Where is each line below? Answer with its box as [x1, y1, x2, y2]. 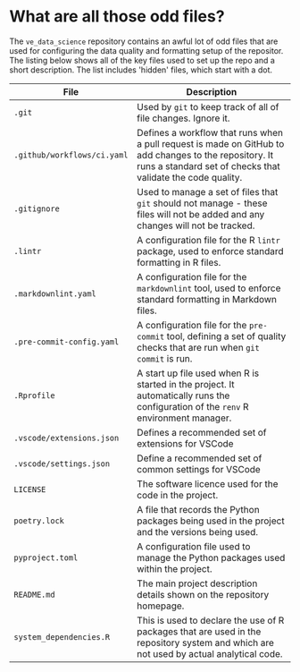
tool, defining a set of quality [166, 329, 287, 342]
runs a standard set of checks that [137, 159, 281, 172]
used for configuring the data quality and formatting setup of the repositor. [9, 45, 284, 55]
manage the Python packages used [137, 551, 286, 564]
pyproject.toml [13, 552, 79, 563]
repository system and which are [137, 636, 275, 649]
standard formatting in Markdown [137, 293, 278, 305]
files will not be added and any [137, 208, 265, 220]
